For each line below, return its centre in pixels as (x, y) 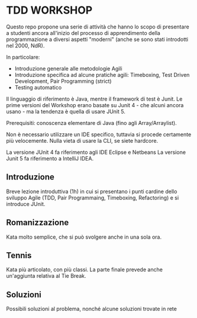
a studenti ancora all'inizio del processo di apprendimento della (83, 33)
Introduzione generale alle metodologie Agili (68, 68)
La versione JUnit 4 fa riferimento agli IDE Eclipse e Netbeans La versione (96, 152)
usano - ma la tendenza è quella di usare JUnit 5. (66, 111)
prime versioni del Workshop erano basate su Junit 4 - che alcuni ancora (95, 105)
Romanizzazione (38, 223)
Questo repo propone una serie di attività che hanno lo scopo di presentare (98, 27)
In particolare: (23, 57)
